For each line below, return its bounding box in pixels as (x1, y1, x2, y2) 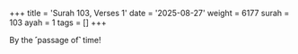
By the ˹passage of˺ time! (9, 35, 101, 45)
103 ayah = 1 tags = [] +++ (9, 17, 108, 28)
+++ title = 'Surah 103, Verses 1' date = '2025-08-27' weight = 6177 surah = (9, 8, 290, 18)
